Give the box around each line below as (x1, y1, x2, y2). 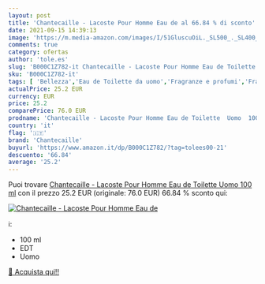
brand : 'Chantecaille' (8, 136, 83, 144)
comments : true (8, 41, 58, 49)
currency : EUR (8, 92, 55, 100)
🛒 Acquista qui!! (8, 267, 60, 277)
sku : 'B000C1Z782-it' (8, 70, 80, 78)
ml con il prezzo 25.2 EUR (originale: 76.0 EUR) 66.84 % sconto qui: (8, 189, 228, 198)
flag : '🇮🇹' (8, 129, 47, 136)
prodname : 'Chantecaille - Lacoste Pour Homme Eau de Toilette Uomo (8, 114, 242, 122)
